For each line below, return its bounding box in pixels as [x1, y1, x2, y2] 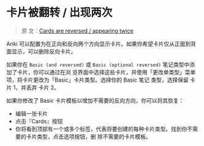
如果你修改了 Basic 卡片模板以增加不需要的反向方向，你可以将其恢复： [6, 96, 184, 104]
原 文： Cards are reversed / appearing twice [21, 27, 134, 34]
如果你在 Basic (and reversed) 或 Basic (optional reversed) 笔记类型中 [6, 61, 190, 68]
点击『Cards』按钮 [15, 117, 63, 125]
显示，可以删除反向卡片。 [11, 47, 77, 55]
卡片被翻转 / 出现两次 [6, 6, 113, 20]
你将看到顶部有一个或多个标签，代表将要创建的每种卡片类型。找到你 [15, 125, 187, 133]
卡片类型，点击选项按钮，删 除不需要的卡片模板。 [26, 133, 151, 140]
